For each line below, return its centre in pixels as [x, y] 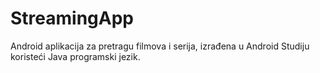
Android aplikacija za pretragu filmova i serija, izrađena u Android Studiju [160, 46]
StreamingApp [72, 18]
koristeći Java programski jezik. [75, 56]
